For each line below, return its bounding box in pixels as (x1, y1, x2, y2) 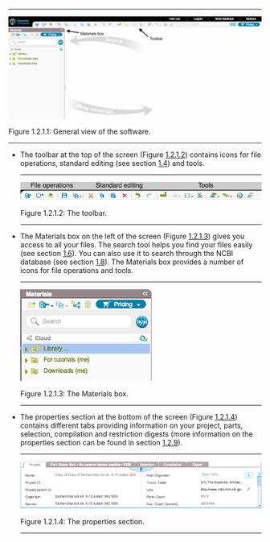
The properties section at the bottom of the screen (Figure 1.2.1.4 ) (19, 412, 239, 421)
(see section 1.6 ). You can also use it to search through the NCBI (19, 248, 234, 258)
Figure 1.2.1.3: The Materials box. (19, 388, 129, 399)
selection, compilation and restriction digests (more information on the (19, 428, 253, 439)
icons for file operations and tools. (19, 265, 134, 275)
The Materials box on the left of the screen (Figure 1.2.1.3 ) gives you (19, 231, 245, 241)
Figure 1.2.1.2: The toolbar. (19, 208, 107, 217)
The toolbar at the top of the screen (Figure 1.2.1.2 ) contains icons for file (19, 150, 261, 159)
